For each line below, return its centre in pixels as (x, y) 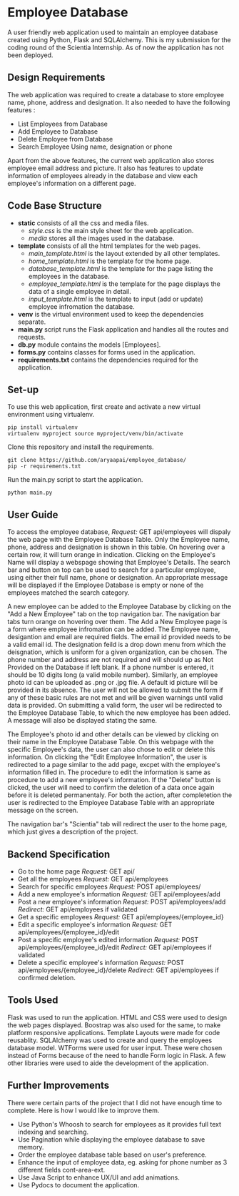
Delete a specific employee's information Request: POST (101, 963)
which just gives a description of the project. (73, 832)
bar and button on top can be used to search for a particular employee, (112, 570)
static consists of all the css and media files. (83, 223)
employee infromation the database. (81, 306)
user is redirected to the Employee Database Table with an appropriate (111, 803)
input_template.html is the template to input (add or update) (116, 299)
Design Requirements (56, 78)
